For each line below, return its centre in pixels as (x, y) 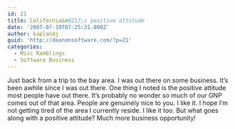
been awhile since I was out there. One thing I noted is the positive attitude (117, 88)
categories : (25, 47)
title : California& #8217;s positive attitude (76, 21)
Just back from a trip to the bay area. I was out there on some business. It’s (118, 80)
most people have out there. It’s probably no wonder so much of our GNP (115, 95)
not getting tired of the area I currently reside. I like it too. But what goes (113, 110)
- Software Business (44, 60)
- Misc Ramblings (40, 54)
